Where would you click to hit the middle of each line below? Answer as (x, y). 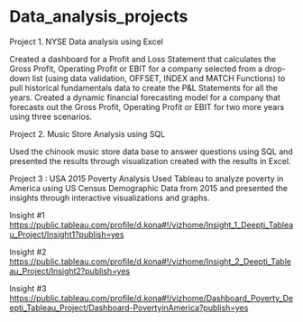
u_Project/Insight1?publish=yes (67, 234)
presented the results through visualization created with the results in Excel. (150, 161)
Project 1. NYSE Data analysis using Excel (87, 41)
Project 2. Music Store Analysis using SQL (87, 133)
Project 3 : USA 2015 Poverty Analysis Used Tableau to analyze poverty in (147, 179)
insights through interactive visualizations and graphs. (110, 198)
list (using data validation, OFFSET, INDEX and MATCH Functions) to (159, 78)
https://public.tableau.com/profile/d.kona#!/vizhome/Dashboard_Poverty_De (151, 298)
